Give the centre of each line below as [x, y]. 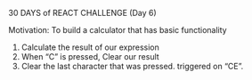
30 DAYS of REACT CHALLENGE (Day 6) [82, 13]
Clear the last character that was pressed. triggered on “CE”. [132, 66]
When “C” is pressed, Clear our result [90, 56]
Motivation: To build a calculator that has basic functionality [118, 30]
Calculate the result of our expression [90, 47]
